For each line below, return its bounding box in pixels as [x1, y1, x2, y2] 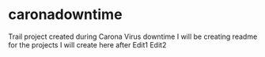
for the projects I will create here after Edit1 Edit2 [8, 40, 167, 49]
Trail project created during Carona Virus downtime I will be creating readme [8, 32, 258, 41]
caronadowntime [8, 6, 123, 24]
